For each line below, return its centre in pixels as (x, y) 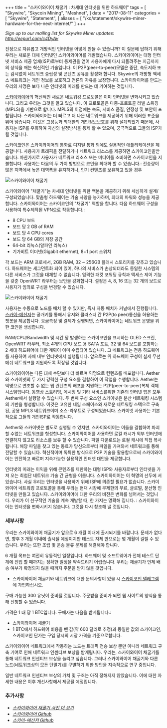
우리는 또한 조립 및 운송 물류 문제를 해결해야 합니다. (70, 545)
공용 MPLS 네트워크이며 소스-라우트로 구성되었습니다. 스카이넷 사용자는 (81, 410)
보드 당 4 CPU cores (33, 233)
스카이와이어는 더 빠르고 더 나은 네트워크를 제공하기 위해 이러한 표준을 (91, 116)
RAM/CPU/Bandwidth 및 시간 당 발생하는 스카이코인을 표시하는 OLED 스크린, (81, 338)
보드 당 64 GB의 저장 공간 (37, 239)
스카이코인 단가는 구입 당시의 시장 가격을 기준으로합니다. (67, 636)
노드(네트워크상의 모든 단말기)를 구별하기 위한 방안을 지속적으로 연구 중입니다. (81, 665)
